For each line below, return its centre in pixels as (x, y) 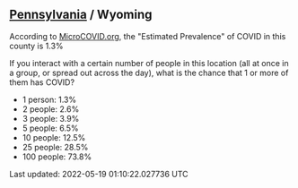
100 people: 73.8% (57, 157)
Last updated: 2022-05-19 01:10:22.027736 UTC (99, 174)
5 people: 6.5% (50, 128)
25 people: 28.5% (55, 147)
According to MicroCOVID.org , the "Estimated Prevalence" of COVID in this (148, 36)
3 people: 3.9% (51, 118)
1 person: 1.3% (49, 99)
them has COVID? (42, 82)
